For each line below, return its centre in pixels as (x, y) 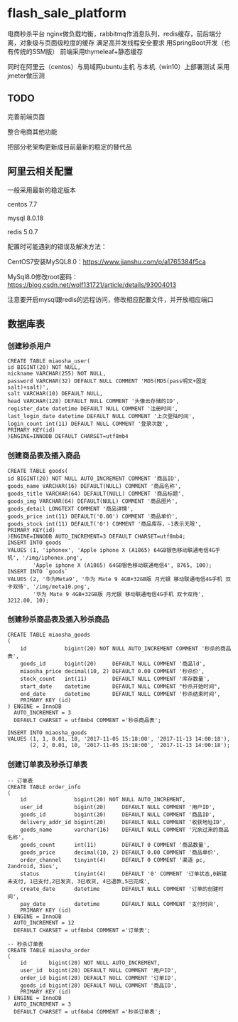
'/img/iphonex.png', (53, 558)
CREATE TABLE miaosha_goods (49, 635)
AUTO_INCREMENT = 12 (44, 923)
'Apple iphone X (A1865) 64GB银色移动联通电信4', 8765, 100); (123, 565)
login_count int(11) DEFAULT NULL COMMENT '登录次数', (88, 424)
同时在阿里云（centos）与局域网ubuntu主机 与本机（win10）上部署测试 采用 (118, 66)
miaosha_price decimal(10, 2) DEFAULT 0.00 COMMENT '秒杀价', (112, 671)
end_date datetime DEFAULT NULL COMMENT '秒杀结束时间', (120, 694)
